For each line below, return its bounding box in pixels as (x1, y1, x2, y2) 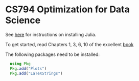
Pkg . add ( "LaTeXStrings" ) (10, 71, 63, 76)
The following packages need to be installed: (5, 51, 100, 57)
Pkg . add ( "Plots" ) (10, 66, 47, 71)
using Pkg (10, 61, 31, 66)
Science (5, 14, 41, 26)
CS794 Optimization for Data (5, 4, 130, 15)
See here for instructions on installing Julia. (5, 31, 97, 37)
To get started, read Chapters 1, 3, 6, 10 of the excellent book (5, 41, 134, 47)
